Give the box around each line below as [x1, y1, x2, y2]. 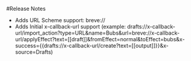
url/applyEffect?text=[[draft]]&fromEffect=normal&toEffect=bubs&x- [15, 36, 186, 42]
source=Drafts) [15, 48, 53, 56]
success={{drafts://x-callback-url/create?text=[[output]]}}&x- [15, 42, 169, 49]
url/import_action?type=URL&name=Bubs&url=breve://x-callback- [15, 29, 180, 36]
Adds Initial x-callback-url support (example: [15, 23, 126, 30]
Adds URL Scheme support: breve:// [15, 17, 106, 23]
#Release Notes [6, 5, 46, 12]
